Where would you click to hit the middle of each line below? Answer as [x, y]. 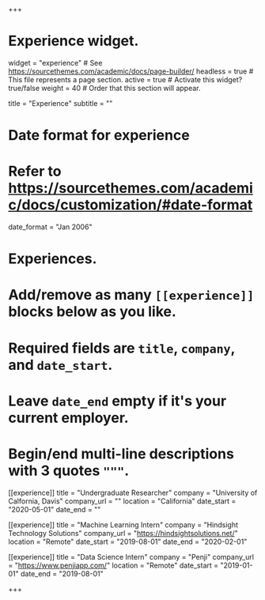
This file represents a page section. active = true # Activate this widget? [125, 79]
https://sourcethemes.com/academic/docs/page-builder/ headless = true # [131, 71]
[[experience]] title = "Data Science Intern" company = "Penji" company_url [131, 557]
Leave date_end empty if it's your [117, 401]
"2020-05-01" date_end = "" [55, 509]
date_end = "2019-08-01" [62, 573]
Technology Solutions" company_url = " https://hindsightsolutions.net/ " [123, 533]
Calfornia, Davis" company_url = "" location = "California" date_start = [122, 501]
